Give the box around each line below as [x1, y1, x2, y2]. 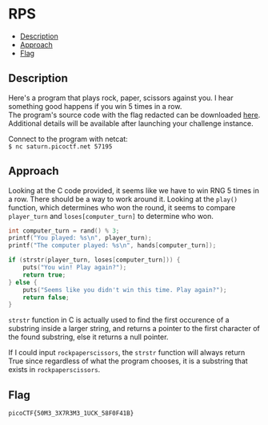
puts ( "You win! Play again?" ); [22, 264, 127, 272]
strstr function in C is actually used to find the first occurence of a [8, 315, 230, 325]
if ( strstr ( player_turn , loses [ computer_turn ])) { [8, 256, 181, 265]
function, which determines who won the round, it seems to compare [8, 202, 236, 212]
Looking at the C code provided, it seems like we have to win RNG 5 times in [8, 185, 260, 195]
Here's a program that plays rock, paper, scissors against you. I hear [8, 93, 234, 103]
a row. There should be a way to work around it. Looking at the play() [8, 194, 238, 204]
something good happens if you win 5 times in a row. [8, 101, 182, 111]
